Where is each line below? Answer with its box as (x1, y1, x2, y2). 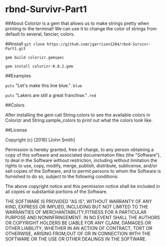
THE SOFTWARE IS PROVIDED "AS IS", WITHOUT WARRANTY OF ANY (5, 198, 152, 204)
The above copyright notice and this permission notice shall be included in (5, 183, 160, 189)
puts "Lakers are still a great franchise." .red (5, 92, 97, 98)
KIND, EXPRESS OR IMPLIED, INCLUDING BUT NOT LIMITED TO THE (5, 204, 148, 210)
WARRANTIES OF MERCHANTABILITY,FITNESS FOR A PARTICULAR (5, 209, 147, 215)
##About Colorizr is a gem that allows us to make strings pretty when (5, 20, 149, 26)
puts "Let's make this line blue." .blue (5, 82, 82, 88)
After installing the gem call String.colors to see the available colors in (5, 112, 150, 118)
